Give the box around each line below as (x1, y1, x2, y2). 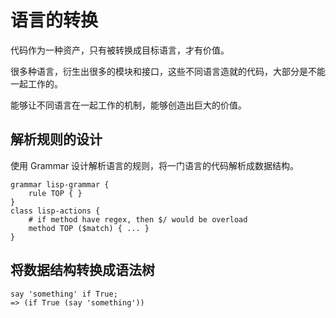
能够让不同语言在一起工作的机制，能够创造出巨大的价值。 (10, 99, 247, 111)
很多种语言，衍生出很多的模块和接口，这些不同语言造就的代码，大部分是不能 (10, 65, 326, 77)
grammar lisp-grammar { (10, 179, 110, 190)
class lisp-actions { (10, 206, 101, 216)
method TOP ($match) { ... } (28, 223, 150, 233)
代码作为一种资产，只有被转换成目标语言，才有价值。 (10, 44, 230, 56)
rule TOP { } (28, 188, 83, 198)
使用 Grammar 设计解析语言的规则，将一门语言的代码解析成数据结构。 (10, 159, 300, 171)
